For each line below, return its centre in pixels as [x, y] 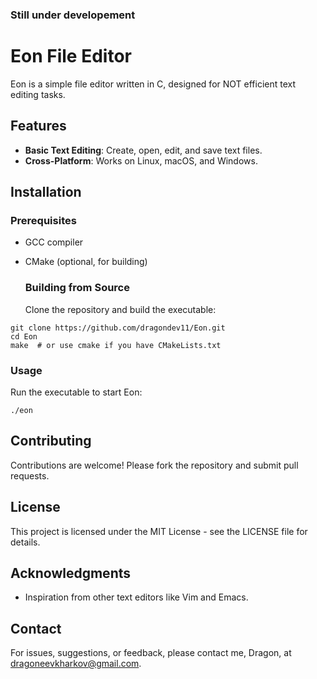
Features [38, 126]
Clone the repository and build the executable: [120, 309]
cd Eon [24, 336]
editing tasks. [38, 94]
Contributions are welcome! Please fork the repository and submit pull [154, 465]
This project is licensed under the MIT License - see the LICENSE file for [159, 531]
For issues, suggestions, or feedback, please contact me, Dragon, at [151, 653]
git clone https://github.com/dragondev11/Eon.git [118, 328]
